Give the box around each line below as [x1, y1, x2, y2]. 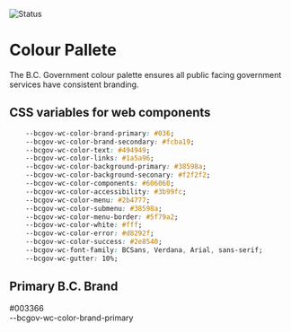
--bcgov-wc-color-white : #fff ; [25, 221, 143, 230]
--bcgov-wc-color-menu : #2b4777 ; [25, 196, 151, 205]
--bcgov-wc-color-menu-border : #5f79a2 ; [25, 212, 179, 222]
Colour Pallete [9, 40, 117, 60]
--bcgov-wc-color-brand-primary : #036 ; [25, 128, 175, 138]
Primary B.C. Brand [9, 279, 119, 294]
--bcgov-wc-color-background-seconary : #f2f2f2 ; [25, 170, 211, 179]
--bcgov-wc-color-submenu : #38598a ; [25, 204, 163, 213]
